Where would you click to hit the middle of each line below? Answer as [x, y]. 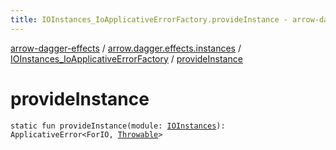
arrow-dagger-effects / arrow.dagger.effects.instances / [126, 48]
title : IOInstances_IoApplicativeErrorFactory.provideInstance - [149, 19]
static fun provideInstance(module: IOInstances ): [118, 126]
